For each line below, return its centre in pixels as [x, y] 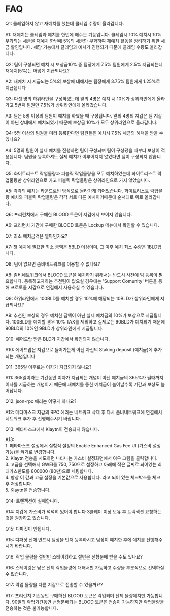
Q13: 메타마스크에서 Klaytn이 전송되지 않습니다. [53, 429]
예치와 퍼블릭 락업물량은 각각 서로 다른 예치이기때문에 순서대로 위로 [77, 197]
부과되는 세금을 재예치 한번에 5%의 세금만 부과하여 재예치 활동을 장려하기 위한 [82, 41]
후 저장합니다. [19, 483]
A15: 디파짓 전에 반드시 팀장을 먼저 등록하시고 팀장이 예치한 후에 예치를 [75, 539]
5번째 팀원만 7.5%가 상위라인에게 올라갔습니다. [61, 105]
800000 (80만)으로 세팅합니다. [62, 471]
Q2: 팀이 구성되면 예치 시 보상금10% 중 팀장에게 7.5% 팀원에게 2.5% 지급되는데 [84, 64]
